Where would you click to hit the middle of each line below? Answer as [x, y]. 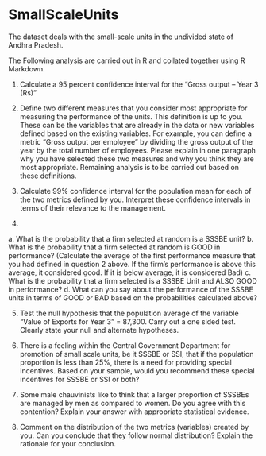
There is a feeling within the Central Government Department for [125, 345]
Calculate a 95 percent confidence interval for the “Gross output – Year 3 [139, 84]
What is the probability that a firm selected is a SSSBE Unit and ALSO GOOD [133, 280]
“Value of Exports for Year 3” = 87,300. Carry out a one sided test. [128, 321]
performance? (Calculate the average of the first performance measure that [132, 255]
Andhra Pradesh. [36, 44]
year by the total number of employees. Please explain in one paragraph [138, 150]
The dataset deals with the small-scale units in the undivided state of [121, 37]
